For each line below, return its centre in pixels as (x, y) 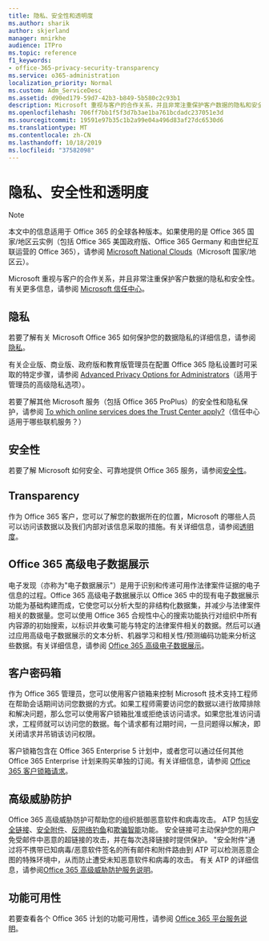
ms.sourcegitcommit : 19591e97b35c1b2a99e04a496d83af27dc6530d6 (116, 120)
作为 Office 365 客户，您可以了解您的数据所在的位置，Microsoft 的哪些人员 (132, 516)
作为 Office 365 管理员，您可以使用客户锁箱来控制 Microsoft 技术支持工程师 (133, 694)
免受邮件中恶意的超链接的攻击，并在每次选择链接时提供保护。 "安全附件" (128, 840)
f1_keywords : (30, 61)
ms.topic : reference (43, 53)
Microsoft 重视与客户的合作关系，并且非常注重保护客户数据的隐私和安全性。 (134, 279)
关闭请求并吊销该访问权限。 (54, 734)
